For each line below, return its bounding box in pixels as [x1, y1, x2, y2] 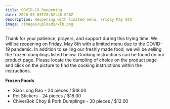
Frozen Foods [5, 78, 34, 84]
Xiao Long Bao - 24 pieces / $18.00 [12, 87, 87, 94]
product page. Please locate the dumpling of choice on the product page [5, 57, 157, 63]
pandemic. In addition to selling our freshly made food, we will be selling [11, 46, 162, 52]
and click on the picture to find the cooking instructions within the [5, 62, 142, 68]
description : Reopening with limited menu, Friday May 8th [5, 17, 133, 22]
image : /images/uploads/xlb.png [5, 21, 73, 27]
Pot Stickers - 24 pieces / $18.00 [12, 93, 81, 99]
